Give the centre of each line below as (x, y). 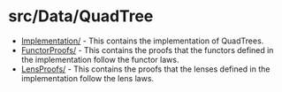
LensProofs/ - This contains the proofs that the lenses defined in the (145, 69)
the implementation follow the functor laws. (100, 59)
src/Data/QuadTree (81, 16)
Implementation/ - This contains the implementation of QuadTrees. (142, 41)
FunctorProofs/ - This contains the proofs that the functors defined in (147, 50)
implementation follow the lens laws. (88, 78)
